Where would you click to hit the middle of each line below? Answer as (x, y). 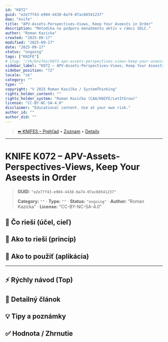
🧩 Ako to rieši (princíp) (41, 239)
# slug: (13, 61)
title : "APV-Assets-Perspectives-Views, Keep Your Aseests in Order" (79, 24)
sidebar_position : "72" (30, 71)
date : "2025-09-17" (25, 47)
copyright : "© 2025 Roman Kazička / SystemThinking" (61, 89)
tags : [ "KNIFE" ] (22, 56)
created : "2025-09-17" (29, 38)
